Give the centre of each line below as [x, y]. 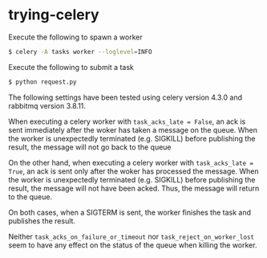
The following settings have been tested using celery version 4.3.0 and [125, 97]
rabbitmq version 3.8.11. [47, 105]
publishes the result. [42, 221]
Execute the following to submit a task [71, 67]
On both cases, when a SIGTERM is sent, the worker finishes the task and [129, 212]
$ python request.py [43, 82]
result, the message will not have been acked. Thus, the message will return [134, 188]
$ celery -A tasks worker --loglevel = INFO [80, 51]
